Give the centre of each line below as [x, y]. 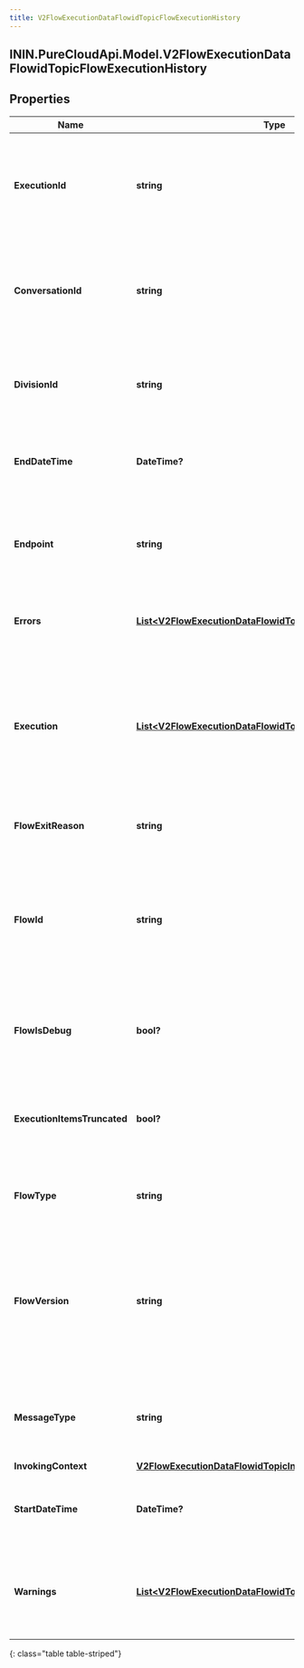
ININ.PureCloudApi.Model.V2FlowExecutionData [150, 55]
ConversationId [48, 291]
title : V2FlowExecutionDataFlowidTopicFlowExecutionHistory [125, 18]
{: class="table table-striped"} [66, 1654]
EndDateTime [43, 461]
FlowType [35, 1196]
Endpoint [34, 544]
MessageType [45, 1417]
